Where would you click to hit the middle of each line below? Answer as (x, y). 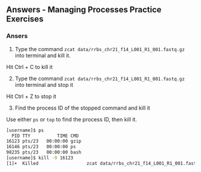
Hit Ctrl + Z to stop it (31, 96)
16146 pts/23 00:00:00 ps (41, 147)
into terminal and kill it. (42, 55)
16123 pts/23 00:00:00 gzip (44, 141)
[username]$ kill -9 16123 (40, 158)
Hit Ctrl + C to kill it (29, 67)
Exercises (25, 19)
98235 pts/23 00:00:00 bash (44, 152)
